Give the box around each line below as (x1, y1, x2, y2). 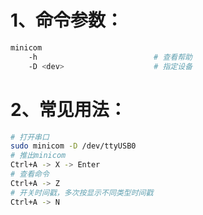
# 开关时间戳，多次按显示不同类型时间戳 (10, 187, 154, 198)
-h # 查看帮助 (28, 52, 193, 62)
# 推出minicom (10, 151, 67, 161)
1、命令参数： (10, 9, 124, 32)
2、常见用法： (10, 98, 127, 121)
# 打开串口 (10, 132, 50, 142)
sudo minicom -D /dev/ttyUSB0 (10, 141, 137, 151)
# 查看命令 (10, 169, 50, 179)
